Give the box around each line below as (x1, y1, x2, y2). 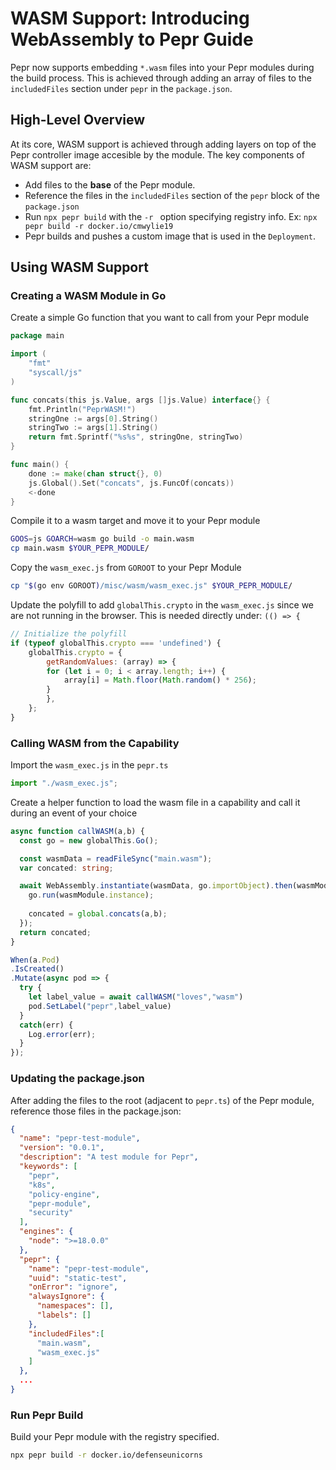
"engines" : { (19, 1227, 74, 1237)
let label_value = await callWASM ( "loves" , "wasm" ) (28, 992, 244, 1002)
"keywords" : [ (19, 1162, 78, 1172)
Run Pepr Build (10, 1408, 84, 1422)
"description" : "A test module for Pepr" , (19, 1152, 199, 1162)
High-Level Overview (10, 112, 146, 129)
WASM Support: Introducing (10, 7, 250, 30)
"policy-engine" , (28, 1189, 101, 1199)
